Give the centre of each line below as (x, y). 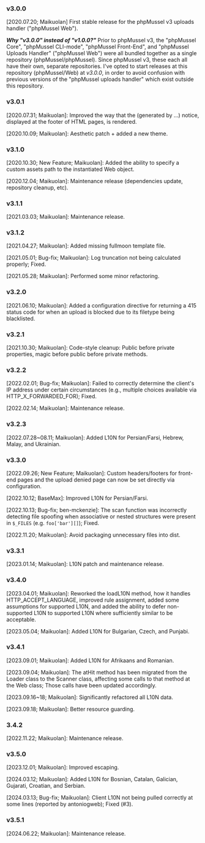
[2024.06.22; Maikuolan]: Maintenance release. (66, 833)
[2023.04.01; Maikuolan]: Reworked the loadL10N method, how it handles (99, 593)
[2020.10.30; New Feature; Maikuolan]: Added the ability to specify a (93, 162)
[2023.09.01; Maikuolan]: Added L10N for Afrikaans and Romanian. (90, 660)
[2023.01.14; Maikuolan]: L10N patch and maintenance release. (85, 564)
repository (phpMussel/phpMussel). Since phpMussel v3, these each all (97, 60)
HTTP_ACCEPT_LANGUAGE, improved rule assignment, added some (93, 600)
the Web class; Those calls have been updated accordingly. (82, 685)
